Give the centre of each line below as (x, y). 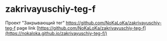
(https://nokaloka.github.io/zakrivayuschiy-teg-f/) (56, 33)
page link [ (27, 28)
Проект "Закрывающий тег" (35, 23)
